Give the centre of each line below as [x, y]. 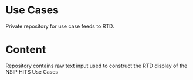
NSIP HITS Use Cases [32, 72]
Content [26, 50]
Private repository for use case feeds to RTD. [60, 26]
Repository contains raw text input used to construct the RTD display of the [97, 66]
